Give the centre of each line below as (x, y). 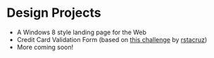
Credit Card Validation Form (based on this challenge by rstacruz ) (112, 39)
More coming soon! (45, 47)
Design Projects (54, 13)
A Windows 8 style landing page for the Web (82, 32)
